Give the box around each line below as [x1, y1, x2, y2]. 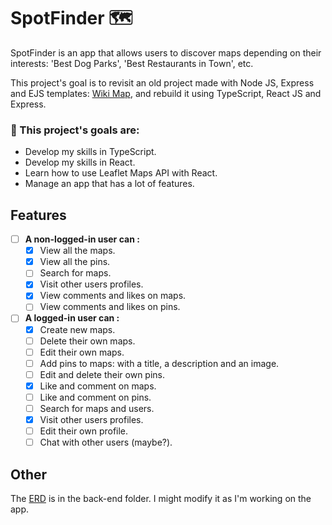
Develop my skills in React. [24, 156, 136, 169]
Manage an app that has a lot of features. [24, 178, 195, 190]
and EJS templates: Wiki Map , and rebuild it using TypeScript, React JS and [10, 87, 322, 99]
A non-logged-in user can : [24, 233, 140, 245]
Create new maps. [39, 323, 116, 335]
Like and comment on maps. [39, 380, 157, 392]
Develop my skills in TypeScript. [24, 146, 157, 158]
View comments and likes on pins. [39, 301, 181, 313]
